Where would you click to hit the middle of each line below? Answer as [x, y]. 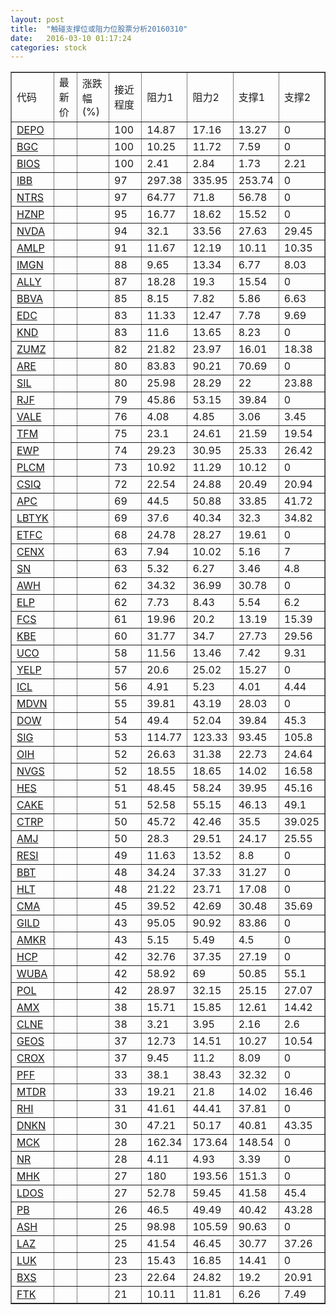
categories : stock [48, 47]
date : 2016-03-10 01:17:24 [71, 38]
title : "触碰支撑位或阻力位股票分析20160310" [99, 29]
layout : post [37, 19]
